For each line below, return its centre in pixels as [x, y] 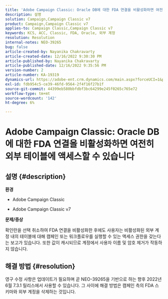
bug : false [16, 47]
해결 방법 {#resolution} [40, 266]
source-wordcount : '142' [31, 98]
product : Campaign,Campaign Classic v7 [47, 24]
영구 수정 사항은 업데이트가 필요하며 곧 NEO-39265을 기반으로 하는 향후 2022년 [83, 279]
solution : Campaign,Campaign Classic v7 [48, 19]
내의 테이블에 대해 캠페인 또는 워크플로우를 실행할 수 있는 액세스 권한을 [79, 236]
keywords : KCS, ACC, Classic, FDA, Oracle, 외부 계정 [60, 33]
